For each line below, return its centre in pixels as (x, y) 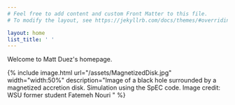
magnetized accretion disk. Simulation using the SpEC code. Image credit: (114, 87)
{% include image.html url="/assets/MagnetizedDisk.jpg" (90, 73)
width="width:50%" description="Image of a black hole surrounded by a (112, 80)
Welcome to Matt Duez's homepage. (60, 59)
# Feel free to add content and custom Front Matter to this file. (108, 14)
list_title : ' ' (31, 39)
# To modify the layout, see (50, 20)
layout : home (26, 33)
